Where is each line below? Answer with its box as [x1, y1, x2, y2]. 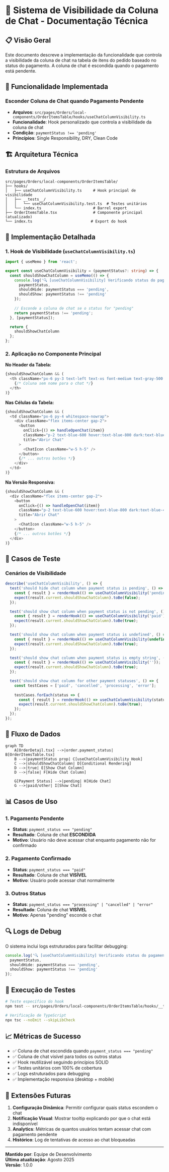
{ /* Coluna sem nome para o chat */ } [14, 381, 94, 386]
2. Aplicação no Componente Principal [5, 350, 102, 357]
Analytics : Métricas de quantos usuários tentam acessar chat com [12, 1126, 151, 1132]
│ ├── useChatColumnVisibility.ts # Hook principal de [5, 188, 136, 193]
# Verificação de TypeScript [5, 1013, 66, 1018]
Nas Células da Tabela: [5, 399, 54, 405]
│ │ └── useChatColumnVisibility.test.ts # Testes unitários [5, 201, 147, 206]
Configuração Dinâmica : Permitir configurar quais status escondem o [12, 1104, 158, 1111]
